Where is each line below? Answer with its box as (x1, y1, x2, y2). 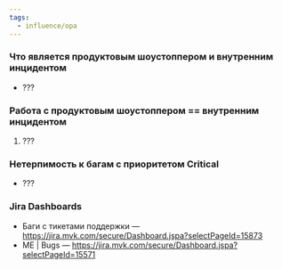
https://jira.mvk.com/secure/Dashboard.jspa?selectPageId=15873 (21, 230, 263, 240)
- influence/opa (17, 21, 77, 30)
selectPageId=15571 (21, 249, 96, 259)
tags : (9, 12, 29, 22)
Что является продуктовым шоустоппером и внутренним (9, 51, 274, 63)
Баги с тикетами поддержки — (21, 220, 141, 232)
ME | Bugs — (21, 240, 70, 250)
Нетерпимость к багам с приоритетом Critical (9, 158, 220, 170)
